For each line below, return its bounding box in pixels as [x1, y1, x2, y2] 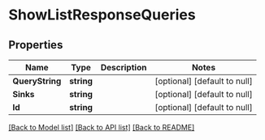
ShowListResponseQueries [8, 6, 197, 24]
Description [100, 62, 147, 73]
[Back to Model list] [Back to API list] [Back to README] [8, 123, 195, 132]
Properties [8, 38, 63, 52]
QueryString [12, 75, 62, 87]
